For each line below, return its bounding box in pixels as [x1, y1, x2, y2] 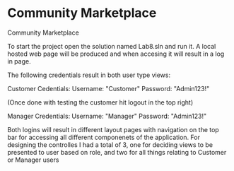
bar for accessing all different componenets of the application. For [7, 133, 200, 141]
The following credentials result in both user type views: [7, 71, 171, 79]
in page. [7, 57, 31, 65]
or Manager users [7, 155, 59, 164]
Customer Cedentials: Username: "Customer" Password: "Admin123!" [7, 84, 210, 93]
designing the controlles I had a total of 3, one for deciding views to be [7, 140, 213, 149]
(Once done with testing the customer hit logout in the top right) [7, 98, 194, 107]
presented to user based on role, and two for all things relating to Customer [7, 148, 227, 156]
